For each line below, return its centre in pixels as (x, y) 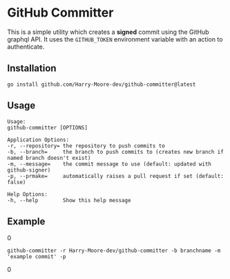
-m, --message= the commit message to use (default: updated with (109, 164)
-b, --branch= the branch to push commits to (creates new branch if (116, 152)
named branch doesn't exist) (49, 158)
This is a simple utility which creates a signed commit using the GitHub (108, 32)
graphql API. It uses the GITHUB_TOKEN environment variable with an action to (115, 39)
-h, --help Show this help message (69, 200)
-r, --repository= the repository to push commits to (86, 146)
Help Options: (28, 194)
